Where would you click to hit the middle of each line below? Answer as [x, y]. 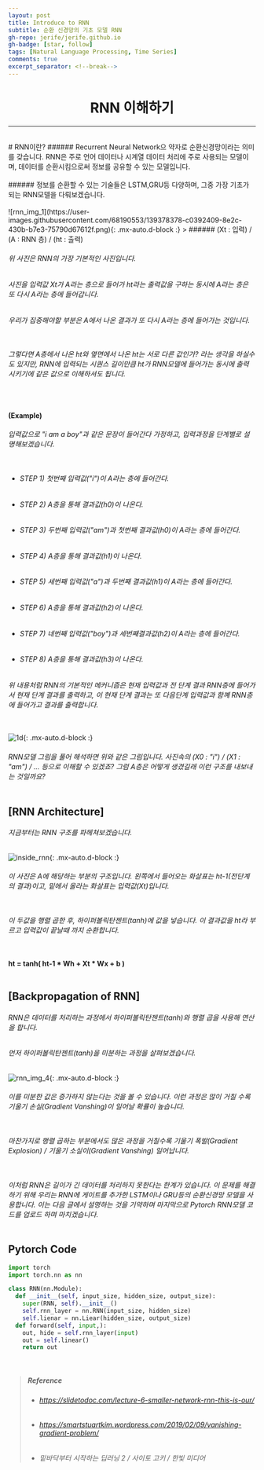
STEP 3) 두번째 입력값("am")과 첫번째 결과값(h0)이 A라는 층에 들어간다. [130, 530]
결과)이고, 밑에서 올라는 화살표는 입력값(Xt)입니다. [93, 886]
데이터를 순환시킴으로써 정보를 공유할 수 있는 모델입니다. [104, 167]
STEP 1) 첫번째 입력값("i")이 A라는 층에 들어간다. [94, 478]
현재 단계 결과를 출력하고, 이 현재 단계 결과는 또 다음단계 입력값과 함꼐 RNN [131, 695]
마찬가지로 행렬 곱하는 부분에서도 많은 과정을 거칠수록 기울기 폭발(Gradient [123, 1141]
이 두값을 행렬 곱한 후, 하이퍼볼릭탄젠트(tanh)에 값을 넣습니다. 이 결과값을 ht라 [128, 921]
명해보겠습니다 [31, 444]
